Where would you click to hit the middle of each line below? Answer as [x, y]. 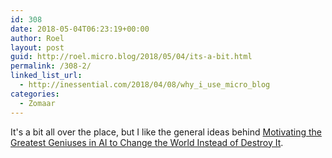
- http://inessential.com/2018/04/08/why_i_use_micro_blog [145, 85]
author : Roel [37, 38]
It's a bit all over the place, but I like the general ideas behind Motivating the [166, 132]
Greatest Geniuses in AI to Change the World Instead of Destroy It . [147, 142]
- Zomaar [37, 103]
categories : [35, 94]
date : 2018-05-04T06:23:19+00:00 [80, 29]
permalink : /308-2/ [51, 66]
